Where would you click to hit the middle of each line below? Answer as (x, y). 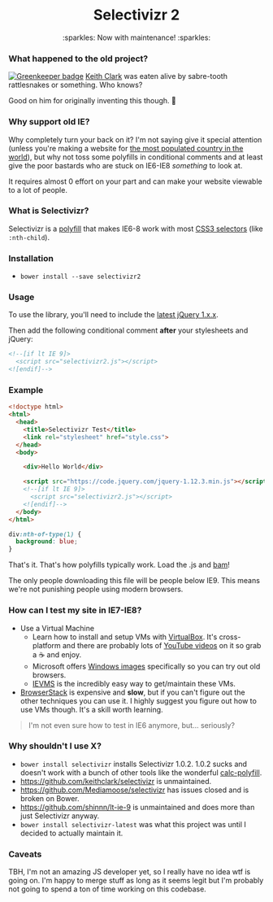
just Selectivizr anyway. (60, 816)
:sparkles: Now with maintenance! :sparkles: (136, 37)
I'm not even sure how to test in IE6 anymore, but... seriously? (132, 725)
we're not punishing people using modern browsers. (96, 589)
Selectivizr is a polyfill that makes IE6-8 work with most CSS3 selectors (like (136, 229)
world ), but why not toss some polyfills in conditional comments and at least (136, 157)
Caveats (25, 854)
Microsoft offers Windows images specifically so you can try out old (146, 666)
